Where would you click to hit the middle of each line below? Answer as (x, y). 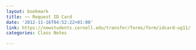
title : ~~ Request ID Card (39, 17)
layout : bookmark (27, 11)
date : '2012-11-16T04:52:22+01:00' (50, 22)
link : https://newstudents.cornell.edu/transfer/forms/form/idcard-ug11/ (99, 28)
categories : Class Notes (36, 33)
